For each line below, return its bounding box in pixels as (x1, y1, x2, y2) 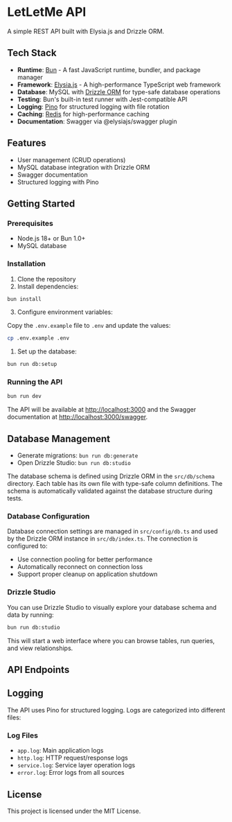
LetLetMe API (7, 4, 87, 20)
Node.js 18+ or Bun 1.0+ (17, 234, 86, 243)
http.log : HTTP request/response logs (17, 753, 128, 762)
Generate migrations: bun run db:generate (17, 451, 139, 460)
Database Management (7, 432, 111, 444)
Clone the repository (17, 274, 76, 283)
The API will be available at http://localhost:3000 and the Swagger (7, 405, 196, 414)
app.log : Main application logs (17, 746, 104, 755)
